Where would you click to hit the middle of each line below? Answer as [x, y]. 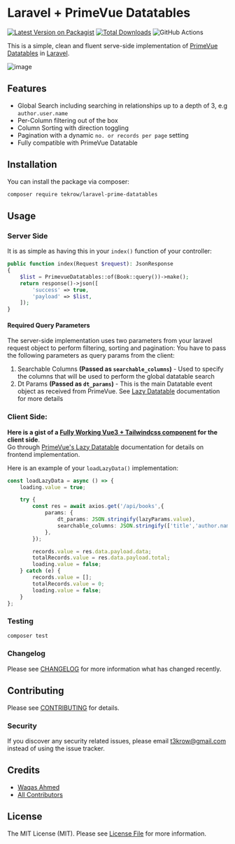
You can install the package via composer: [68, 181]
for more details [40, 399]
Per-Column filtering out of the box [68, 120]
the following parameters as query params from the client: [91, 356]
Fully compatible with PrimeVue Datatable [78, 143]
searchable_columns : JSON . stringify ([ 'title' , [126, 525]
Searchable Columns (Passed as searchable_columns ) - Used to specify [120, 369]
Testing [20, 621]
